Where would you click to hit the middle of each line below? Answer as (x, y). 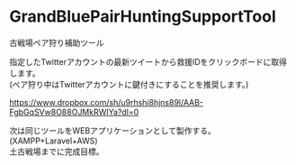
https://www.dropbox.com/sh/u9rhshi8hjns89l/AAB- (107, 102)
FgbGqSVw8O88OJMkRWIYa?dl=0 (74, 112)
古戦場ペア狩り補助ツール (57, 42)
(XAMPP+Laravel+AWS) (54, 141)
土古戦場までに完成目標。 (57, 151)
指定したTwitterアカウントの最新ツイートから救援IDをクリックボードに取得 (148, 61)
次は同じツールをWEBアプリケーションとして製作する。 (112, 130)
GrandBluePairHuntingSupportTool (143, 17)
